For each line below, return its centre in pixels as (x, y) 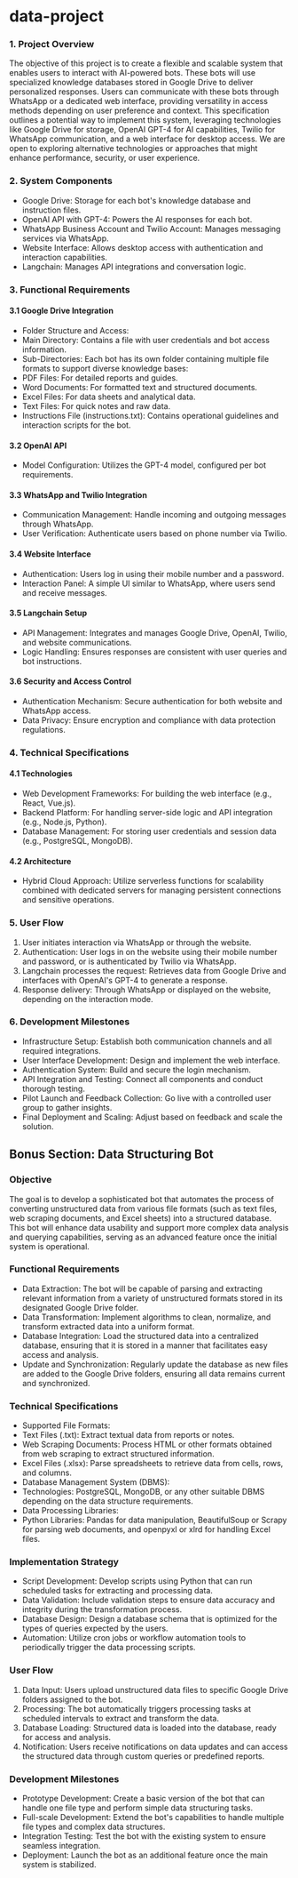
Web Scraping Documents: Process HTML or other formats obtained (147, 1445)
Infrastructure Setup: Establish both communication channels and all (147, 1041)
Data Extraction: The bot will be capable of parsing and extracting (142, 1288)
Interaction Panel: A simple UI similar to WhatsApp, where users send (149, 583)
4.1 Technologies (41, 774)
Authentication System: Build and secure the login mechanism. (136, 1070)
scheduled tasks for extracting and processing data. (117, 1591)
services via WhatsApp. (65, 238)
